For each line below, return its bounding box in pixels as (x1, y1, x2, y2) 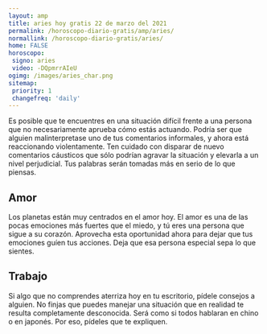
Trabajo (8, 270, 48, 283)
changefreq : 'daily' (11, 94, 81, 102)
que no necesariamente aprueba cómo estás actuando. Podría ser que (8, 125, 243, 134)
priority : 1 (11, 86, 52, 95)
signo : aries (11, 57, 56, 65)
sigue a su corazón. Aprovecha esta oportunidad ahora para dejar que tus (8, 229, 253, 239)
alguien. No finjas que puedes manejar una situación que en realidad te (8, 299, 244, 309)
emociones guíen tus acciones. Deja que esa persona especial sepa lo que (8, 238, 256, 248)
